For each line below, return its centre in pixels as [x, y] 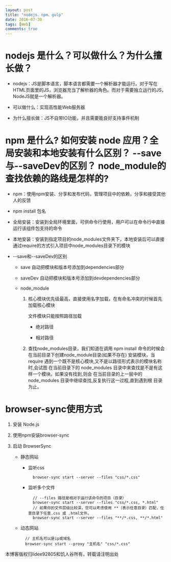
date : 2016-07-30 [24, 19]
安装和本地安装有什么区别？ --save [88, 153]
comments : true [21, 29]
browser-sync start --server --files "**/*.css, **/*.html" [98, 518]
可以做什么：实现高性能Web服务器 [49, 107]
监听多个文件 [41, 487]
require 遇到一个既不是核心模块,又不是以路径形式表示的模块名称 [95, 361]
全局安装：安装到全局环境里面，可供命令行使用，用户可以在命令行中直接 [89, 222]
